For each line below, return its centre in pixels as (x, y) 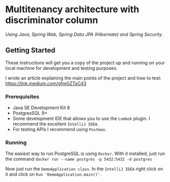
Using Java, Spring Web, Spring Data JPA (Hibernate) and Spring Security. (84, 34)
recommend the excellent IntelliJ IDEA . (56, 124)
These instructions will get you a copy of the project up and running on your (85, 63)
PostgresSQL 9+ (30, 113)
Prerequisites (22, 96)
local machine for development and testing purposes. (62, 68)
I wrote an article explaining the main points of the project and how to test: (83, 78)
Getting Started (30, 50)
